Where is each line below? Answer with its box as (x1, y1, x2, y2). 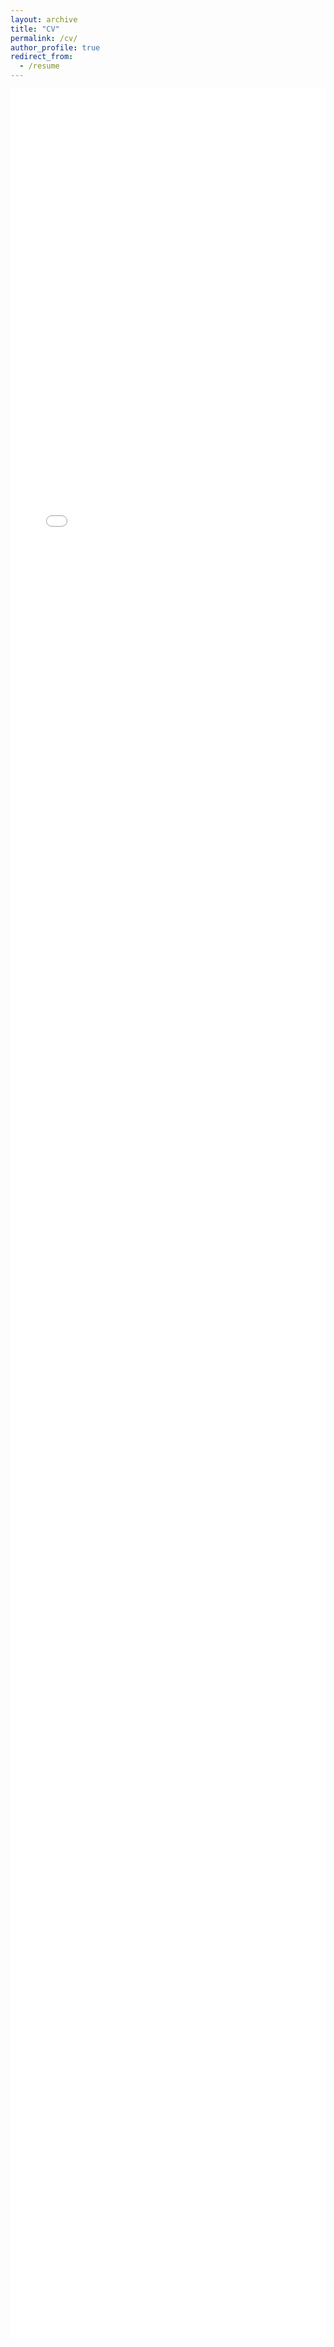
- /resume (19, 61, 60, 71)
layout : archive (10, 14, 78, 25)
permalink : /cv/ (10, 33, 78, 43)
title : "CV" (10, 24, 60, 34)
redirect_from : (10, 52, 74, 62)
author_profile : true (10, 42, 101, 53)
